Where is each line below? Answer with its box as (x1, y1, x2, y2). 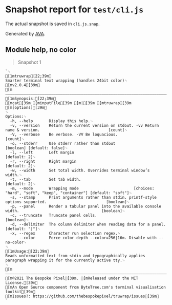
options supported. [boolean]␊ (5, 199, 130, 204)
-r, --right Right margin (10, 159, 77, 164)
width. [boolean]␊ (5, 208, 125, 214)
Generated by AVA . (5, 30, 46, 36)
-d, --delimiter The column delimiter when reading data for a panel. (10, 222, 166, 227)
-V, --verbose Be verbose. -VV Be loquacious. (10, 132, 118, 137)
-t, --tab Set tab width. (10, 177, 81, 182)
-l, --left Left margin (10, 150, 74, 155)
